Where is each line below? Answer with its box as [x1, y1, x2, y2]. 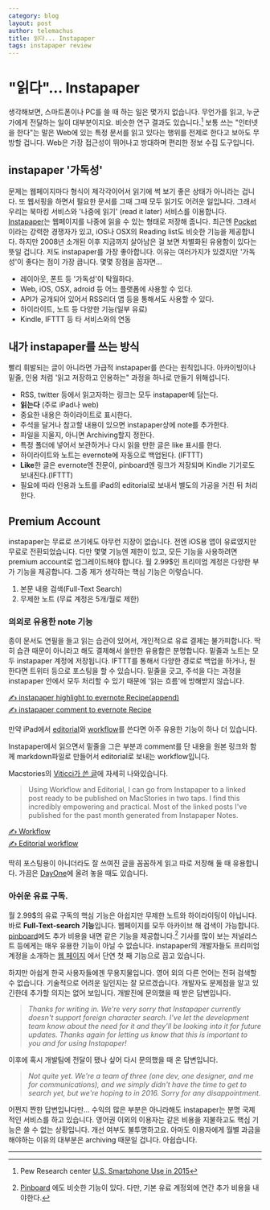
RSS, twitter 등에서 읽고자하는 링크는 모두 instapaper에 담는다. [19, 390, 219, 399]
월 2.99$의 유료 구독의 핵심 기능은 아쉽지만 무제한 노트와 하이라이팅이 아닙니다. [8, 911, 257, 920]
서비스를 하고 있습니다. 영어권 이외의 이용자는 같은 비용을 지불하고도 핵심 [22, 1115, 251, 1125]
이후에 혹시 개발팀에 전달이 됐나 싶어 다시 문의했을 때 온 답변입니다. [8, 1055, 219, 1065]
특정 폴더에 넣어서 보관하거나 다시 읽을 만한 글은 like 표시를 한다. [19, 440, 223, 450]
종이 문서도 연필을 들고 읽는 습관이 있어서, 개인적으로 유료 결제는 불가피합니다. [8, 636, 253, 646]
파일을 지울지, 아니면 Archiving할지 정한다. [19, 430, 155, 440]
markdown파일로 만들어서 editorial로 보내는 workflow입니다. [16, 752, 211, 762]
